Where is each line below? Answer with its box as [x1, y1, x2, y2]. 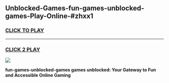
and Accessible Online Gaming [5, 72, 71, 78]
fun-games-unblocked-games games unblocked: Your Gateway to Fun [5, 66, 156, 72]
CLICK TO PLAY [5, 27, 44, 34]
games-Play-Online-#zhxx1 [5, 12, 94, 21]
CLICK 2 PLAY [5, 46, 40, 53]
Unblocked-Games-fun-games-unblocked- [5, 4, 144, 13]
